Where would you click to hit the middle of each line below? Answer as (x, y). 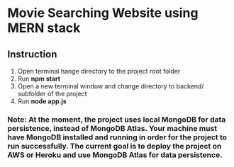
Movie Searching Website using (103, 13)
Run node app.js (42, 101)
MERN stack (44, 28)
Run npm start (39, 79)
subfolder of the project (52, 94)
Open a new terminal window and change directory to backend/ (111, 86)
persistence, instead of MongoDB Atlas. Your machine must (112, 128)
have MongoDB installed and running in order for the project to (117, 137)
